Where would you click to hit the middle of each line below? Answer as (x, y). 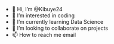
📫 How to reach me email (44, 35)
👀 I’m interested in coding (43, 15)
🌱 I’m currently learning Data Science (58, 22)
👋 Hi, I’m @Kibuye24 (37, 9)
